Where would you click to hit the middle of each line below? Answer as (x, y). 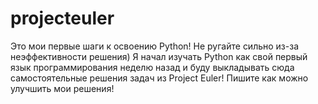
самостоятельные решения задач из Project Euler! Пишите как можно (159, 78)
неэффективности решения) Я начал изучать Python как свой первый (159, 56)
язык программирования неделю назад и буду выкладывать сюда (152, 67)
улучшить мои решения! (62, 88)
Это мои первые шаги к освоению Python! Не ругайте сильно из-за (155, 46)
